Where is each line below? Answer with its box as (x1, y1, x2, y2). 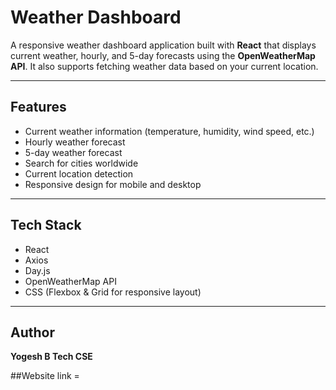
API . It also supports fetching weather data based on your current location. (10, 60, 319, 72)
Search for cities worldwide (24, 157, 139, 169)
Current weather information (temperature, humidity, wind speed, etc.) (24, 125, 315, 137)
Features (10, 99, 67, 116)
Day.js (24, 264, 51, 276)
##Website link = (10, 370, 80, 382)
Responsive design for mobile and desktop (24, 178, 202, 190)
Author (10, 324, 55, 341)
